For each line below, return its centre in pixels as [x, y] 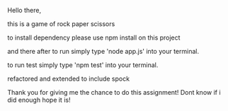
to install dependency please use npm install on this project [94, 37]
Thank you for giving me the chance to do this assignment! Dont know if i [114, 92]
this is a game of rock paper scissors [61, 24]
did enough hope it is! [39, 100]
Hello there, [24, 10]
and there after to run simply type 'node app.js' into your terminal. [103, 51]
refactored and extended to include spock [68, 78]
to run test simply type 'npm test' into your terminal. [83, 65]
